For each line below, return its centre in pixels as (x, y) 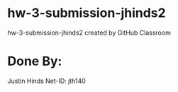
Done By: (35, 61)
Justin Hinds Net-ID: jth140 (47, 81)
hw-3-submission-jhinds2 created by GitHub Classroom (89, 33)
